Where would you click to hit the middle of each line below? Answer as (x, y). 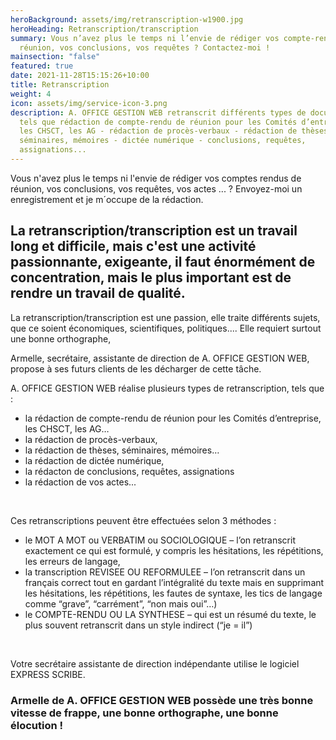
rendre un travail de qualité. (98, 293)
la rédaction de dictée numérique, (94, 460)
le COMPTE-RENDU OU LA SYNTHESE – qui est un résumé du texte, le (170, 614)
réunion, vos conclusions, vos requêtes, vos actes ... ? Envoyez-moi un (156, 188)
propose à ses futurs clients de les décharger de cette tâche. (136, 368)
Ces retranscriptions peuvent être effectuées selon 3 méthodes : (143, 520)
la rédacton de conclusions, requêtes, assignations (129, 471)
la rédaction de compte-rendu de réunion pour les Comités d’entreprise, (173, 418)
